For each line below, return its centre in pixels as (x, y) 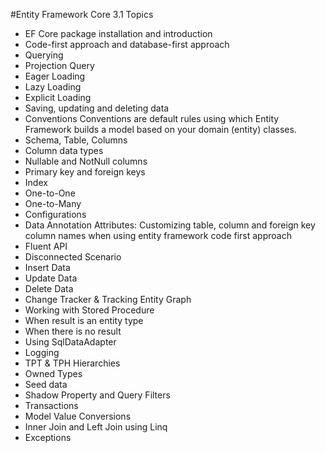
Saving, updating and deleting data (97, 108)
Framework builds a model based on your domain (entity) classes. (160, 129)
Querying (44, 55)
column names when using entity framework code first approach (158, 235)
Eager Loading (55, 76)
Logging (42, 352)
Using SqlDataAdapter (70, 342)
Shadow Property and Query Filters (97, 395)
